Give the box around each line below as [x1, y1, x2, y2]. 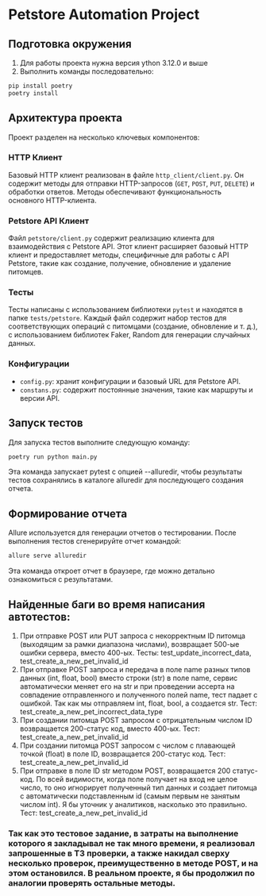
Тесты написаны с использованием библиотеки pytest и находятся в [8, 305, 244, 314]
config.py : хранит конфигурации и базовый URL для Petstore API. [19, 376, 241, 386]
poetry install [8, 89, 59, 97]
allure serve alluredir [8, 552, 87, 560]
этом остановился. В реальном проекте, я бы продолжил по [8, 867, 256, 879]
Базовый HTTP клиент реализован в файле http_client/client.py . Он [8, 170, 245, 179]
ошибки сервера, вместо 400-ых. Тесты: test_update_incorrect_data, [19, 648, 252, 657]
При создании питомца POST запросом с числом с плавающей [19, 740, 236, 750]
